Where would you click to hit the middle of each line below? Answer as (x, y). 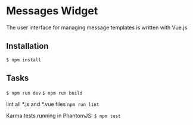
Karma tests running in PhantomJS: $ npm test (63, 115)
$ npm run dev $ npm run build (44, 93)
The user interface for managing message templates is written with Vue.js (97, 27)
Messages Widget (52, 11)
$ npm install (24, 60)
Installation (27, 46)
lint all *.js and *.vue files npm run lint (53, 104)
